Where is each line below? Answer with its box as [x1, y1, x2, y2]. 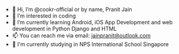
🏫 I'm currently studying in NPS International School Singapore [12, 41, 169, 48]
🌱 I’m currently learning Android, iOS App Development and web [12, 19, 173, 25]
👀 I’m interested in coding [12, 12, 76, 19]
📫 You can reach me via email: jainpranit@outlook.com [12, 32, 151, 39]
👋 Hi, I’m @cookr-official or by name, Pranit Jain [12, 6, 132, 13]
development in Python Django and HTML [12, 25, 117, 32]
